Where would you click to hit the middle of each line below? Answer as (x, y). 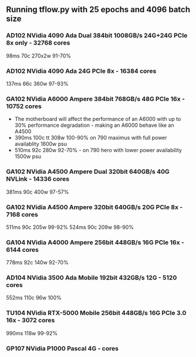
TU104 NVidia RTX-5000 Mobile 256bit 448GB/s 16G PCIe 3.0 (96, 313)
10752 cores (24, 106)
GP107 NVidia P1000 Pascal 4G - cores (62, 348)
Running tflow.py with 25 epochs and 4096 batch (98, 10)
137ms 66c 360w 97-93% (37, 83)
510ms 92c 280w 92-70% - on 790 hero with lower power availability (98, 150)
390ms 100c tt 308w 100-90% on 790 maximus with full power (91, 138)
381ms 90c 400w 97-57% (38, 192)
